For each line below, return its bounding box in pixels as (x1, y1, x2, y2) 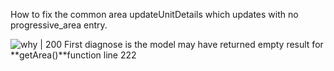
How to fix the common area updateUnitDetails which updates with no (10, 9, 299, 20)
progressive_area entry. (10, 19, 108, 31)
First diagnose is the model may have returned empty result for (64, 39, 324, 50)
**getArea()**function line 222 (10, 49, 137, 61)
